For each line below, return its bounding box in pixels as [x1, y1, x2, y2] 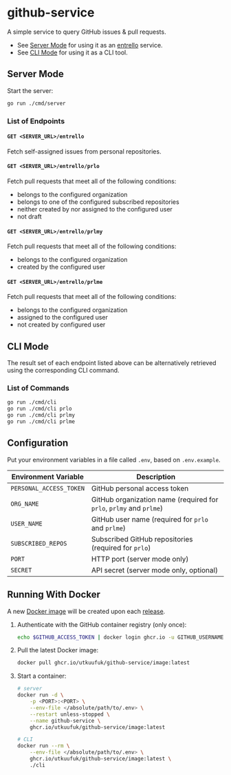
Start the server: [7, 86, 54, 94]
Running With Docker [7, 589, 101, 601]
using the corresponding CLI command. [7, 366, 120, 375]
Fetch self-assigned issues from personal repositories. [7, 147, 162, 156]
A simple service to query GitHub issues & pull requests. [7, 28, 166, 36]
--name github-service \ [30, 717, 101, 724]
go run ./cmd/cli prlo [7, 405, 72, 413]
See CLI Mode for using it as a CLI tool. [16, 48, 129, 56]
